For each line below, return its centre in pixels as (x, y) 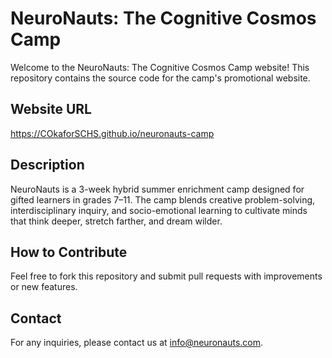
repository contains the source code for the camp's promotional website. (160, 78)
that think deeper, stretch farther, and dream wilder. (116, 221)
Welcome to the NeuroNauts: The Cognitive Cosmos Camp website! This (160, 67)
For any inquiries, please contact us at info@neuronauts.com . (137, 343)
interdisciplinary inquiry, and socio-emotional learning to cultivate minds (159, 210)
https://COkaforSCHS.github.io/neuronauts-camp (112, 133)
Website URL (51, 109)
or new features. (44, 287)
